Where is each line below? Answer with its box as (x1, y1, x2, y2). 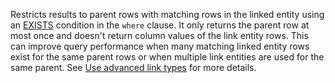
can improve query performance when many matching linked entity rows (10, 40, 310, 52)
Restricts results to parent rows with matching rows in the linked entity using (10, 9, 325, 20)
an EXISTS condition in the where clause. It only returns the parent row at (10, 19, 310, 31)
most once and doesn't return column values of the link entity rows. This (10, 30, 309, 41)
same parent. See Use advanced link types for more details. (10, 62, 257, 73)
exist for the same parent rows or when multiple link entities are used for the (10, 51, 325, 63)
